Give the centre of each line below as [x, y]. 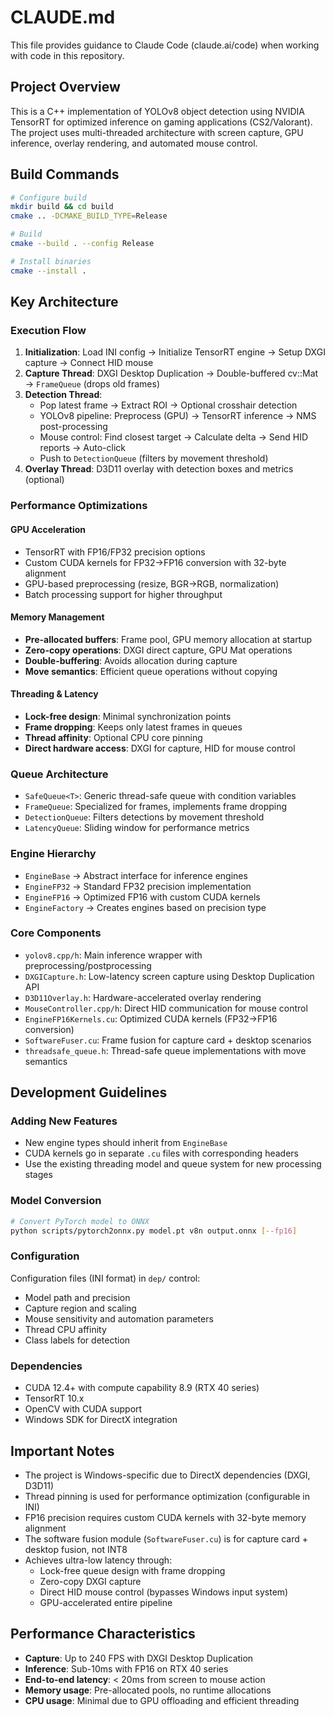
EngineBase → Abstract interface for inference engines [136, 875]
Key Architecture [64, 302]
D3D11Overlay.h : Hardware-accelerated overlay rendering [143, 997]
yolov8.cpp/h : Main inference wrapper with [113, 955]
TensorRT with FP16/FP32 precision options [115, 552]
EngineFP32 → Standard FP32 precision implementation [138, 886]
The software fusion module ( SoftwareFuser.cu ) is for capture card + [166, 1538]
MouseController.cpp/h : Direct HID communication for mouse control [166, 1008]
